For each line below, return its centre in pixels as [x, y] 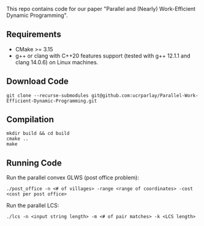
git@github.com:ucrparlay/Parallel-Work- [145, 95]
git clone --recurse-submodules [47, 95]
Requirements [34, 35]
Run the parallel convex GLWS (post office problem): [73, 178]
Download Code [38, 82]
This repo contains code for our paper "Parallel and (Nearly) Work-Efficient [101, 9]
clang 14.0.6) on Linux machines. [57, 62]
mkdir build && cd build [38, 134]
